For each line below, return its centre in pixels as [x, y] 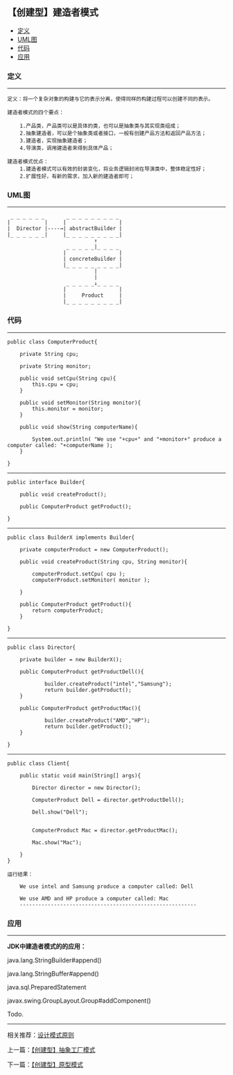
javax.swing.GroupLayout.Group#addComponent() [79, 1001]
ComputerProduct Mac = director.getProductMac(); [105, 830]
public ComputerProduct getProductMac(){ [80, 708]
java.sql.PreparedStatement [47, 987]
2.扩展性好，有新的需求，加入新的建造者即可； [77, 177]
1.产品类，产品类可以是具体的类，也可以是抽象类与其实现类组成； [100, 126]
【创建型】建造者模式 [53, 13]
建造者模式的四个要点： [36, 113]
